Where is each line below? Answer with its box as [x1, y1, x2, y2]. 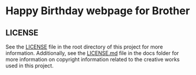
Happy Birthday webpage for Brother [5, 4, 190, 18]
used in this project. [5, 62, 54, 69]
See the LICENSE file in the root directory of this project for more [5, 43, 164, 50]
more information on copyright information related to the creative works [5, 56, 180, 63]
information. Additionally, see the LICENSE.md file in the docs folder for [5, 50, 179, 57]
